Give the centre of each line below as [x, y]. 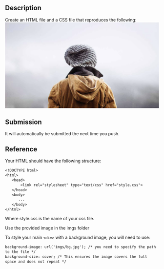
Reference [21, 149]
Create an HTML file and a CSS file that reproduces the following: [71, 20]
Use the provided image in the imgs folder [47, 228]
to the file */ [20, 252]
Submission [24, 122]
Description [23, 8]
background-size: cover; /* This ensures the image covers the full [76, 257]
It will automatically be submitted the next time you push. [62, 134]
